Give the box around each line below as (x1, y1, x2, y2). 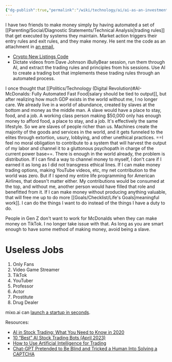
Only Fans (12, 261, 34, 267)
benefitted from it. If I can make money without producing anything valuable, (5, 188, 167, 195)
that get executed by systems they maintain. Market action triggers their (5, 32, 158, 39)
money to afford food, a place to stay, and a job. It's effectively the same (5, 118, 158, 124)
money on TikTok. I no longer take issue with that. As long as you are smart (5, 220, 164, 226)
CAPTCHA (12, 351, 35, 357)
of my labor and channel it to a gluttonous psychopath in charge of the (5, 145, 154, 151)
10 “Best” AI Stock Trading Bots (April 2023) (12, 334, 106, 340)
